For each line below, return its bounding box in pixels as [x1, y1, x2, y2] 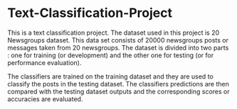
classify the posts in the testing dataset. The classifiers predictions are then [7, 79, 230, 88]
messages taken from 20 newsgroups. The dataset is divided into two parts [7, 43, 229, 52]
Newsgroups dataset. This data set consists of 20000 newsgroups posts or [7, 35, 229, 44]
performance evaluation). [7, 58, 82, 67]
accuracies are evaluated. [7, 94, 83, 103]
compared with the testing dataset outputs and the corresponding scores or [7, 87, 230, 96]
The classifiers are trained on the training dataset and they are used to [7, 72, 214, 81]
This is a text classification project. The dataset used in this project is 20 [7, 28, 220, 37]
